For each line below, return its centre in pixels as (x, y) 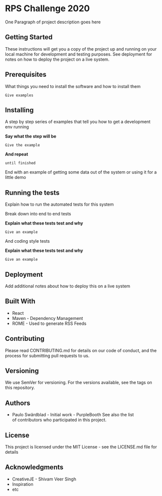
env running (17, 127)
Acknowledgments (34, 467)
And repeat (16, 154)
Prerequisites (26, 75)
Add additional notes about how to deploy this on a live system (68, 286)
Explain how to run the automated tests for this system (59, 204)
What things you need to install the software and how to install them (73, 86)
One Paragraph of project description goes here (53, 22)
